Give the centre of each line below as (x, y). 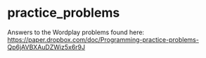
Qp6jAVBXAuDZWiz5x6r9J (46, 47)
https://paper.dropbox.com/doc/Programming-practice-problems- (103, 39)
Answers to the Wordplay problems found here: (76, 32)
